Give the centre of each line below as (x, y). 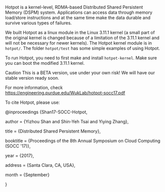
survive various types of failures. (39, 23)
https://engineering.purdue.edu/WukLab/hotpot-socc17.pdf (65, 93)
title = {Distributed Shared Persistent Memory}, (53, 131)
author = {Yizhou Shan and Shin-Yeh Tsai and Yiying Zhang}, (67, 121)
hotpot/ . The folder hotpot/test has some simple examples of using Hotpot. (82, 48)
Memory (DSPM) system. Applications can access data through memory (79, 12)
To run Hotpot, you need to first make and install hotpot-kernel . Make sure (81, 58)
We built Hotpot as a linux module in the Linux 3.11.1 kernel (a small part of (80, 32)
